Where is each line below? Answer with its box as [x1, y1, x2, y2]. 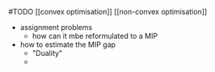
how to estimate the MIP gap [19, 40, 116, 49]
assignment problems [19, 23, 93, 32]
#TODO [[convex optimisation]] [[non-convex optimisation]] [8, 7, 208, 16]
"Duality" [32, 49, 63, 57]
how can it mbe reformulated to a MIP [32, 32, 158, 40]
